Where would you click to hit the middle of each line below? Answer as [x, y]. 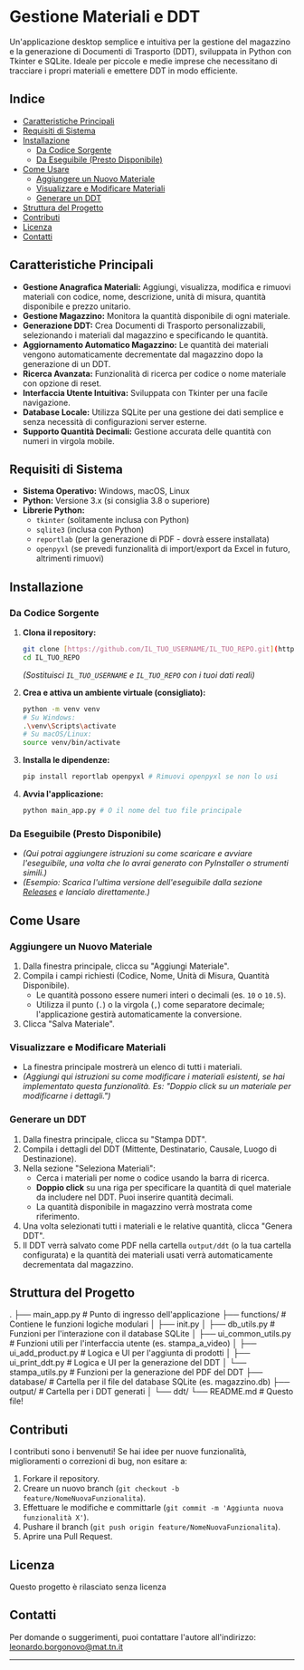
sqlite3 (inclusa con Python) [90, 530]
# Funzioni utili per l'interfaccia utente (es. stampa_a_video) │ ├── [133, 1344]
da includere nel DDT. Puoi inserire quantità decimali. [134, 1197]
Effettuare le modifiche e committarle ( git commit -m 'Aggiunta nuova [153, 1508]
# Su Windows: [49, 718]
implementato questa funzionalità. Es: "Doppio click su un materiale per [157, 1086]
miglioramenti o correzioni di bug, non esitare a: [99, 1462]
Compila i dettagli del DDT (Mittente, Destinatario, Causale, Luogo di [150, 1149]
